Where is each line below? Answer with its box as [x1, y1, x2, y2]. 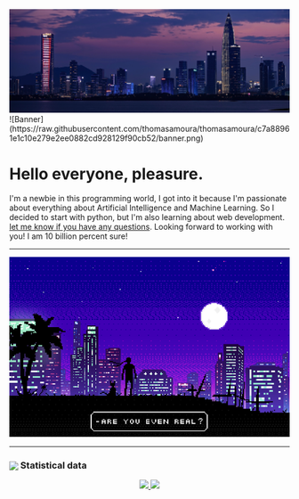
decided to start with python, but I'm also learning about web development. [9, 212, 285, 223]
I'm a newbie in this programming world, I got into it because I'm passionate [9, 193, 287, 204]
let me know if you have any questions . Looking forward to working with [9, 222, 273, 233]
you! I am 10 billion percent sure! [9, 231, 128, 241]
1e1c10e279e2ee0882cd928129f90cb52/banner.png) [9, 133, 204, 143]
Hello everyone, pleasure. [9, 164, 204, 184]
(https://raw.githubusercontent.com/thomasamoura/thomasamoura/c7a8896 [9, 123, 290, 134]
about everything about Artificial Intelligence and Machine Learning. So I [9, 202, 275, 213]
